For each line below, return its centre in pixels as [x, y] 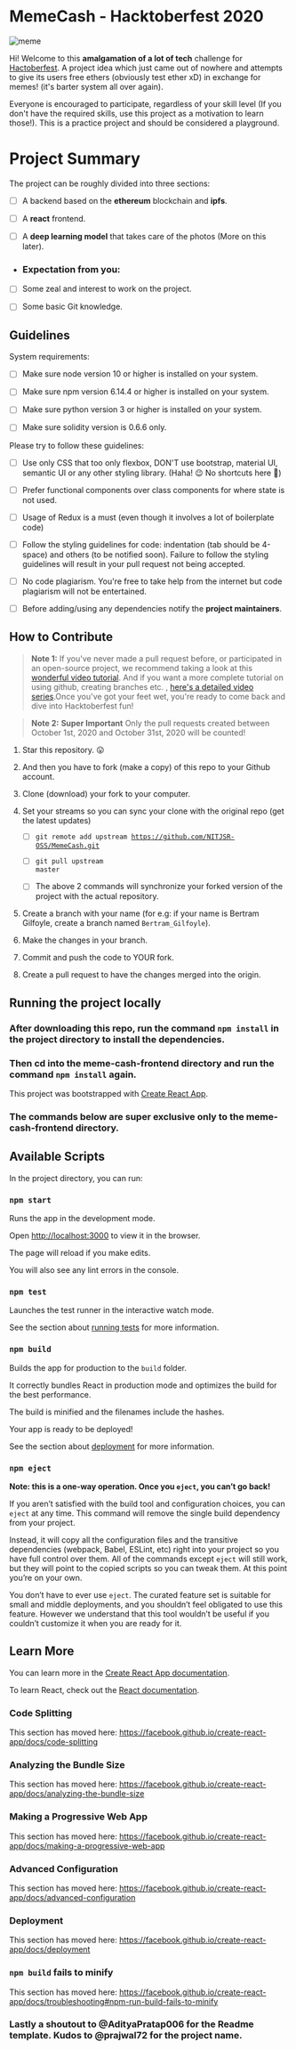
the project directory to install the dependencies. [117, 1039]
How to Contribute [61, 637]
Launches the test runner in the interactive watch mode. [112, 1310]
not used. [40, 499]
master [48, 870]
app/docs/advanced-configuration [72, 1897]
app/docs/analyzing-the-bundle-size [77, 1794]
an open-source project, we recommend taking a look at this [142, 668]
